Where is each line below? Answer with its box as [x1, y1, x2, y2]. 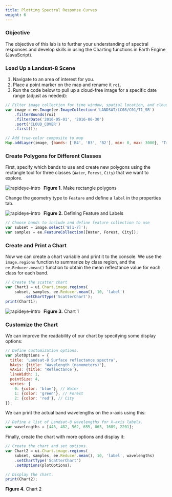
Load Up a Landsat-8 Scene [5, 65, 76, 72]
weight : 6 [5, 12, 27, 17]
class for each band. [5, 270, 49, 276]
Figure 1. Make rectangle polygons [43, 185, 117, 191]
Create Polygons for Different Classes [5, 152, 101, 160]
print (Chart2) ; [5, 476, 38, 482]
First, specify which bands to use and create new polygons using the [5, 164, 151, 170]
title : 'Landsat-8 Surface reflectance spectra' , [10, 357, 118, 363]
